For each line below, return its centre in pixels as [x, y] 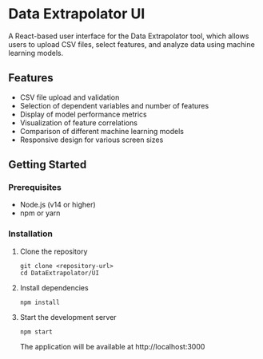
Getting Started [48, 165]
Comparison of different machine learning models [102, 131]
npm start [36, 332]
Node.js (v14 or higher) [58, 205]
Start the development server [68, 317]
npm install [40, 302]
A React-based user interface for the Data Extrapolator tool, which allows [129, 36]
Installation [31, 234]
